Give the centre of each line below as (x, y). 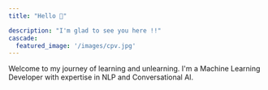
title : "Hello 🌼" (38, 16)
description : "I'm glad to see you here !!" (85, 30)
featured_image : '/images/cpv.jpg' (76, 45)
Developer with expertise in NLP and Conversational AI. (101, 77)
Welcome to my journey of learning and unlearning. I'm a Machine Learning (134, 69)
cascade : (23, 38)
